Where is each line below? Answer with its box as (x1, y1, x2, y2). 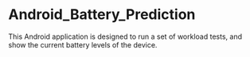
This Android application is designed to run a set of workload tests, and (8, 32, 243, 41)
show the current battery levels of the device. (8, 40, 158, 49)
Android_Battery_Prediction (8, 6, 196, 24)
